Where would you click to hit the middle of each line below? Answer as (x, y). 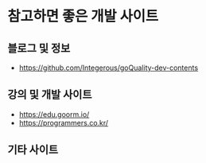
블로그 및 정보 (39, 48)
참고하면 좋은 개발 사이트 (83, 16)
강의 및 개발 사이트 (50, 95)
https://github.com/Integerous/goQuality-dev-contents (109, 68)
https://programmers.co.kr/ (64, 122)
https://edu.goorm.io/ (54, 114)
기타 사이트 (33, 150)
